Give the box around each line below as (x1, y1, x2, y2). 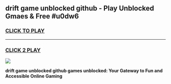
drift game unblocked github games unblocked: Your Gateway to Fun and (5, 67, 163, 73)
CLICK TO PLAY (5, 27, 45, 35)
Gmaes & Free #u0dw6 (5, 12, 79, 21)
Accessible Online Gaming (5, 73, 63, 79)
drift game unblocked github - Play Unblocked (5, 4, 154, 13)
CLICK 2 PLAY (5, 46, 41, 53)
